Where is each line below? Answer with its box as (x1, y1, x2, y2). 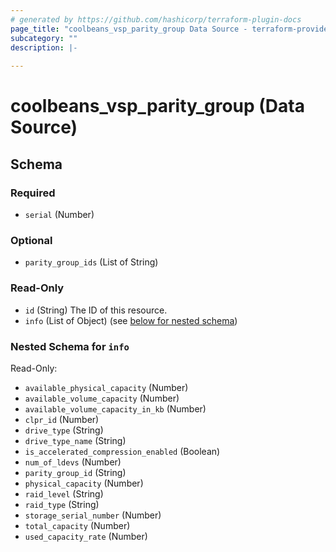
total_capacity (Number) (24, 519, 131, 531)
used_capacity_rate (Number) (24, 530, 148, 542)
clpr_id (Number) (24, 413, 100, 425)
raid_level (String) (24, 487, 104, 500)
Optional (10, 233, 53, 247)
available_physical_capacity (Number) (24, 381, 189, 393)
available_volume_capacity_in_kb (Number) (24, 402, 207, 415)
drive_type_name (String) (24, 434, 127, 446)
